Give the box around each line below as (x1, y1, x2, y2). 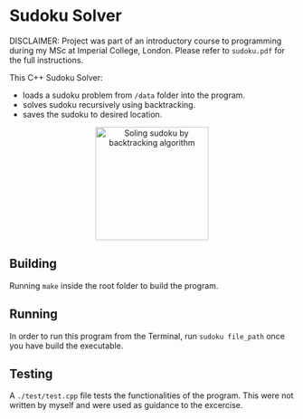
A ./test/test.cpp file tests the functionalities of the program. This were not (9, 390, 294, 401)
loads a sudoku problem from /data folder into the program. (22, 90, 246, 100)
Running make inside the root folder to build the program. (9, 280, 219, 290)
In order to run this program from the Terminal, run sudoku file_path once (9, 330, 285, 341)
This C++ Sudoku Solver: (9, 71, 103, 82)
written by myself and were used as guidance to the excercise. (9, 400, 243, 411)
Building (9, 256, 57, 271)
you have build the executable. (9, 340, 124, 351)
